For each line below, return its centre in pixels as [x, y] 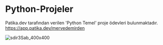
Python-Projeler [39, 9]
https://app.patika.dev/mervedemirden [45, 28]
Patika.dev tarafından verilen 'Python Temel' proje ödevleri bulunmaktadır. [81, 23]
